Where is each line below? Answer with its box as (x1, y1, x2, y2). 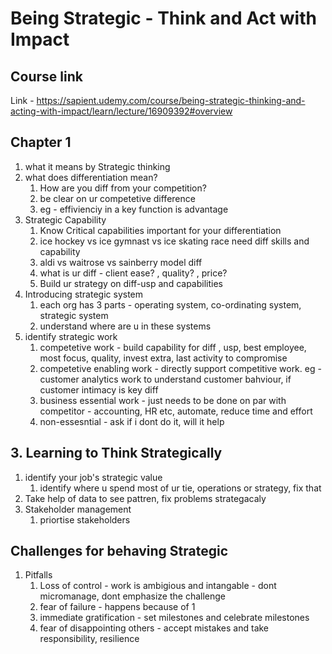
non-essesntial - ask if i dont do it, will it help (39, 415, 225, 427)
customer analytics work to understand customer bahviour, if (39, 373, 292, 385)
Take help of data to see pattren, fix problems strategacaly (24, 492, 267, 504)
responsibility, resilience (39, 633, 140, 645)
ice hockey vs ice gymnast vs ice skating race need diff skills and (39, 235, 310, 247)
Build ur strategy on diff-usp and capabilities (39, 277, 223, 289)
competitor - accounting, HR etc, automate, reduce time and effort (39, 405, 313, 417)
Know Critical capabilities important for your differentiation (39, 224, 282, 236)
